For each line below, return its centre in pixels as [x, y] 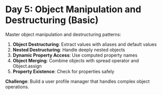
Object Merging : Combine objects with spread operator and [76, 60]
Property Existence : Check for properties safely [63, 71]
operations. [17, 87]
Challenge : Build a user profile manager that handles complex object [78, 81]
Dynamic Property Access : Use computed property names [75, 55]
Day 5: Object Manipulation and [73, 9]
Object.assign [27, 66]
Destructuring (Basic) [52, 20]
